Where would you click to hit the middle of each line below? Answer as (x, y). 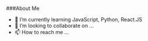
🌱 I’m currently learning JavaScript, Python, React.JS (78, 19)
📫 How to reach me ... (42, 32)
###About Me (23, 8)
